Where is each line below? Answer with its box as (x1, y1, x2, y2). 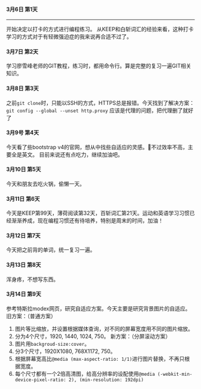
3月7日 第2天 (6, 48, 39, 55)
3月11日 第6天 (6, 195, 40, 202)
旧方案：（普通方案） (6, 312, 56, 319)
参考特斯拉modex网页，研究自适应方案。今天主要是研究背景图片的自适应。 (6, 304, 191, 312)
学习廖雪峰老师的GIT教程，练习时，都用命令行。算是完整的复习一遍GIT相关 (6, 62, 191, 70)
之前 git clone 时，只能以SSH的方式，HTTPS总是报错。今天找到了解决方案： (6, 99, 195, 106)
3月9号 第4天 (6, 129, 39, 136)
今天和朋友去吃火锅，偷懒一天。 (6, 180, 85, 188)
